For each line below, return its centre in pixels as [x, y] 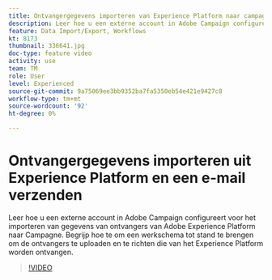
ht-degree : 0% [32, 114]
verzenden [45, 195]
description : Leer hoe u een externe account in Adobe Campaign [119, 23]
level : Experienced [41, 83]
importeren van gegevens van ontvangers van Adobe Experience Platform [132, 226]
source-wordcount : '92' [49, 106]
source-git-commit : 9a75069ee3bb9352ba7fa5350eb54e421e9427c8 [115, 91]
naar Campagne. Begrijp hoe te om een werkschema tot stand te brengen [131, 235]
